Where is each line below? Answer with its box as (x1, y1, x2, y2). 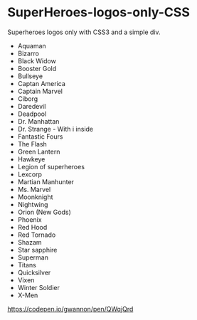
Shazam (17, 238, 42, 246)
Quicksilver (17, 268, 51, 277)
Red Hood (17, 223, 48, 231)
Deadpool (17, 110, 47, 118)
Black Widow (17, 56, 57, 65)
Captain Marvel (17, 87, 63, 95)
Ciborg (17, 94, 38, 103)
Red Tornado (17, 230, 56, 239)
